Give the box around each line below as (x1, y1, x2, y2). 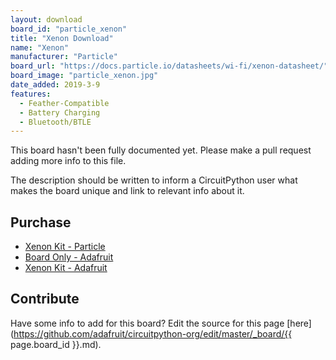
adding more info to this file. (10, 155, 127, 167)
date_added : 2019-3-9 (10, 80, 101, 90)
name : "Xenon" (10, 42, 70, 53)
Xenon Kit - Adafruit (24, 262, 108, 274)
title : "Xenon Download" (10, 33, 114, 43)
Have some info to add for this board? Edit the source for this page (10, 317, 285, 329)
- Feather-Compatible (19, 98, 110, 108)
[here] (286, 317, 312, 329)
